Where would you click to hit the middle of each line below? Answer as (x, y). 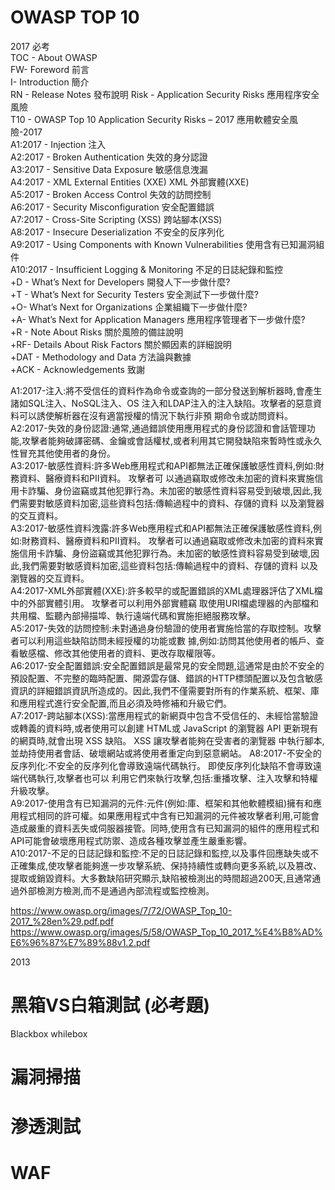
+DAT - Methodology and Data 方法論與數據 (101, 357)
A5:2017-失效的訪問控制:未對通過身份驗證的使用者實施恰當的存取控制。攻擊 (166, 628)
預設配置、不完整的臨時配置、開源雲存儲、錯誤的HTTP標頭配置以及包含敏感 (166, 678)
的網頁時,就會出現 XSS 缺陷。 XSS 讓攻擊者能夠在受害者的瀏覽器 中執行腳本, (167, 740)
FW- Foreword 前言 (50, 69)
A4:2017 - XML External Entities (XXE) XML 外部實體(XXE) (130, 182)
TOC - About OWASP (54, 57)
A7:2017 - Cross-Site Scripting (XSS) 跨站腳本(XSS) (116, 219)
